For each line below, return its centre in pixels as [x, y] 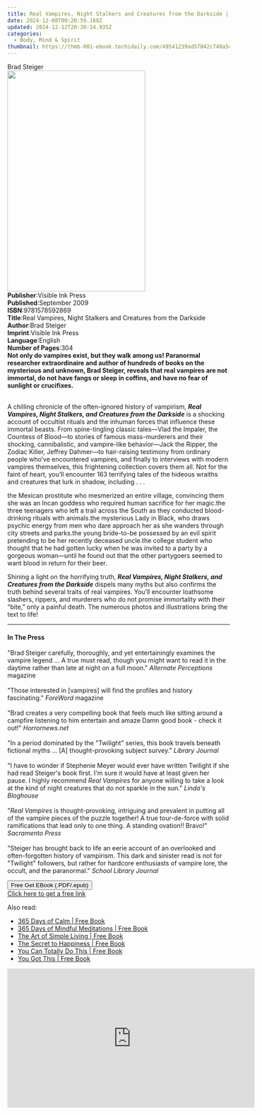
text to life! [23, 614]
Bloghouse [23, 795]
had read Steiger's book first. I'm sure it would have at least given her [108, 773]
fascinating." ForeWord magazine [55, 698]
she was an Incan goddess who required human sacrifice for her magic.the [117, 503]
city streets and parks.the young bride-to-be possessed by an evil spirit [112, 533]
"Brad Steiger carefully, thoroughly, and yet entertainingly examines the [111, 653]
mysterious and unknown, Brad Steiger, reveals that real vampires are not [117, 370]
